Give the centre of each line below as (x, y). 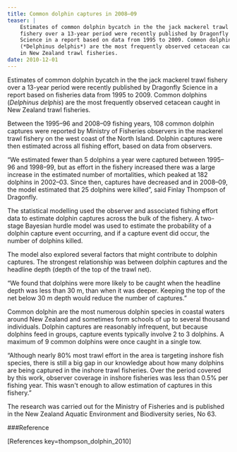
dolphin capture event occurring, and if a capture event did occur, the (109, 233)
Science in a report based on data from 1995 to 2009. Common (113, 40)
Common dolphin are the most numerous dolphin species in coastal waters (116, 312)
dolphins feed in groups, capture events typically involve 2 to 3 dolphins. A (116, 334)
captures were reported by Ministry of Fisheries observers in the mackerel (115, 130)
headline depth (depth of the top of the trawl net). (79, 269)
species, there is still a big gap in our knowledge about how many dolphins (116, 362)
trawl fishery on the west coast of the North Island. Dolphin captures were (115, 138)
